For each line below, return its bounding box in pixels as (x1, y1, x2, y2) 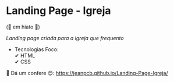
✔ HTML (14, 52, 35, 59)
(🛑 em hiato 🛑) (6, 23, 41, 30)
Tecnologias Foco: (14, 45, 59, 53)
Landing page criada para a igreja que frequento (6, 34, 124, 41)
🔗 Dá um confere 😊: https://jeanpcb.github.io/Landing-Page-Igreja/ (6, 69, 169, 76)
